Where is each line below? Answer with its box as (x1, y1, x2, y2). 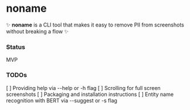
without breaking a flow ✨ (6, 28, 69, 35)
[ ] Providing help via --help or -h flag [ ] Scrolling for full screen (6, 84, 161, 91)
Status (6, 43, 25, 51)
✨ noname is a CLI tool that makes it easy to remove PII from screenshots (6, 21, 185, 28)
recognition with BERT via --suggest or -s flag (6, 96, 117, 104)
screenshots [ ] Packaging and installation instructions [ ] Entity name (6, 91, 174, 98)
